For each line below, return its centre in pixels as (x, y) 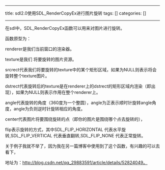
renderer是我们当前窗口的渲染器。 (40, 49)
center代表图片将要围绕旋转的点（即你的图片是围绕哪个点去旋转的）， (75, 119)
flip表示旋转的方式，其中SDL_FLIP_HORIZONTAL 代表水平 (63, 129)
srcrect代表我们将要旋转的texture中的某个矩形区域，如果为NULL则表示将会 (81, 70)
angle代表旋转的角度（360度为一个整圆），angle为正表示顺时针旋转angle (79, 103)
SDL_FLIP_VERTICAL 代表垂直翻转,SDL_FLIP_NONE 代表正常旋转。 (78, 136)
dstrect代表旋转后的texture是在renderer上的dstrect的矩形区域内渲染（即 (78, 86)
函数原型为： (18, 39)
